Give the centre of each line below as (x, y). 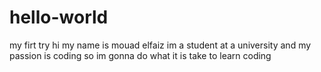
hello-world (59, 17)
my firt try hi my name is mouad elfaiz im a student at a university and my (160, 45)
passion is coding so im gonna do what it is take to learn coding (140, 55)
